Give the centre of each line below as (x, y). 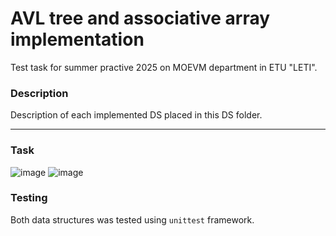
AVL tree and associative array (140, 18)
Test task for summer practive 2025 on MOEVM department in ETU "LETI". (164, 67)
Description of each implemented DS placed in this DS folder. (136, 115)
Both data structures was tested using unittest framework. (132, 219)
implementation (77, 39)
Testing (29, 198)
